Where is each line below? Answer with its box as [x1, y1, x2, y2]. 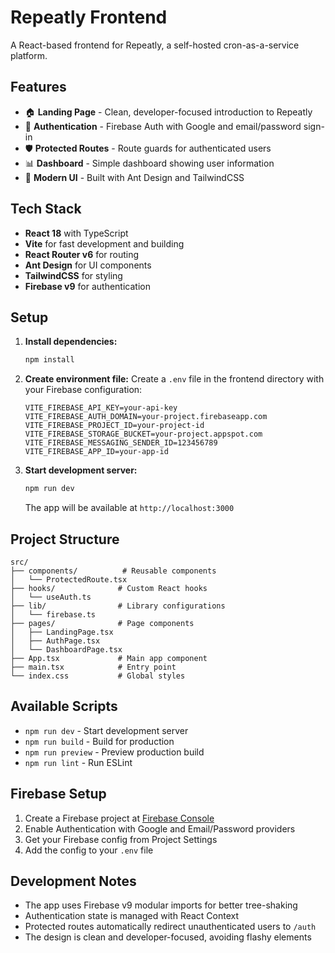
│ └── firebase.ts [10, 609, 97, 620]
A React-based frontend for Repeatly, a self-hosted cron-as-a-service [10, 39, 300, 51]
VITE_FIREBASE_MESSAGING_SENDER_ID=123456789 [24, 438, 218, 448]
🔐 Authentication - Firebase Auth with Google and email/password [24, 120, 302, 132]
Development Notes [10, 872, 137, 890]
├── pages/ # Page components [10, 618, 195, 628]
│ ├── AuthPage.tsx [10, 636, 101, 646]
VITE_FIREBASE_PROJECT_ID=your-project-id [24, 421, 205, 431]
